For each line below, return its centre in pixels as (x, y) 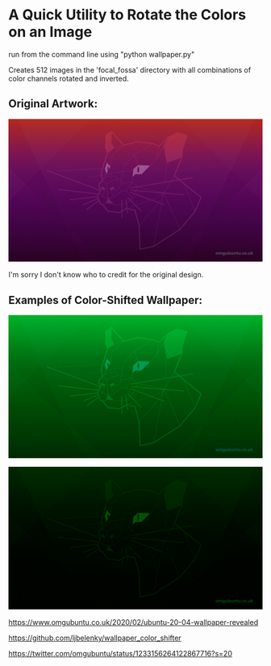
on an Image (50, 32)
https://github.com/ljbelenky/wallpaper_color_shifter (95, 638)
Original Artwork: (53, 104)
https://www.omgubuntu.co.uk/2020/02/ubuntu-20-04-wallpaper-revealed (133, 622)
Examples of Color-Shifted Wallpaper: (106, 300)
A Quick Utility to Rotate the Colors (127, 15)
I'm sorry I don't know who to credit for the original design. (106, 275)
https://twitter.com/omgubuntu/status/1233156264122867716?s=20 (120, 654)
